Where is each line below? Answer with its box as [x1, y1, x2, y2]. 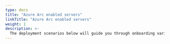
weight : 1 [5, 21, 26, 27]
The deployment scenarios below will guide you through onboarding [10, 31, 155, 36]
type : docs [5, 7, 28, 13]
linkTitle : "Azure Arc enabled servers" [5, 17, 92, 22]
